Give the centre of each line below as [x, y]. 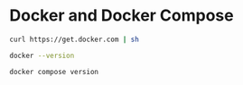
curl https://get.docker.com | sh [75, 39]
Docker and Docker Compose [121, 16]
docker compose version [54, 72]
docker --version [42, 55]
